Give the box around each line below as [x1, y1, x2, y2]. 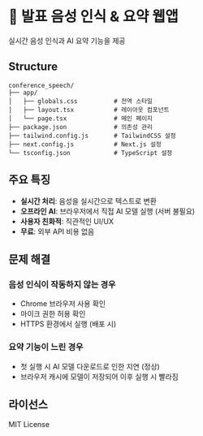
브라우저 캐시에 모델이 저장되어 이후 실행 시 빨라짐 [19, 371, 179, 382]
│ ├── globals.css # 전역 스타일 [8, 97, 153, 106]
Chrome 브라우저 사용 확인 [19, 299, 106, 309]
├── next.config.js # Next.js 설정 [8, 140, 162, 149]
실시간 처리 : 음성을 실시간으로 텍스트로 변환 [19, 196, 157, 205]
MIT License [8, 420, 50, 430]
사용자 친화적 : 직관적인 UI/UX [19, 216, 114, 226]
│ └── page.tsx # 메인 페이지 [8, 114, 153, 123]
